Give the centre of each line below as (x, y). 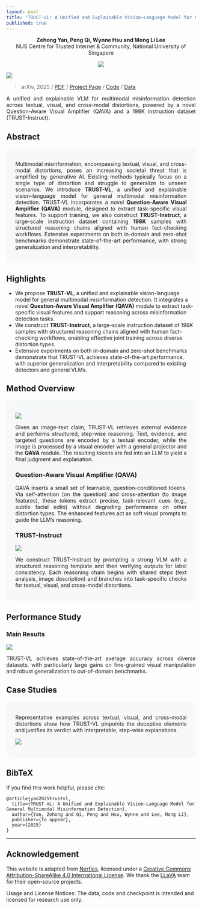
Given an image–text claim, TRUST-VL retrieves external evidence (101, 427)
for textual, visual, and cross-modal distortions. (74, 585)
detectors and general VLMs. (51, 370)
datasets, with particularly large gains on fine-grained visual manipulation (101, 665)
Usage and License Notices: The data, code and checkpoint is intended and (100, 893)
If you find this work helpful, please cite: (56, 788)
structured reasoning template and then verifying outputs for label (101, 566)
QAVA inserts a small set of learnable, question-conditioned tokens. (101, 488)
